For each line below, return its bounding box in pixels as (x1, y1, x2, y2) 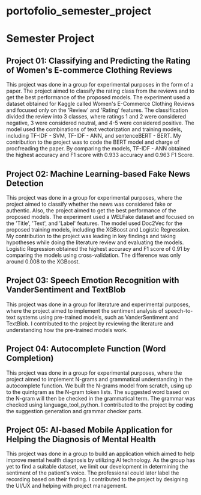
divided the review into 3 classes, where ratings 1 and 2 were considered (6, 113, 187, 120)
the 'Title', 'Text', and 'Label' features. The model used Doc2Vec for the (6, 220, 183, 227)
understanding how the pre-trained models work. (6, 326, 128, 333)
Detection (6, 178, 44, 188)
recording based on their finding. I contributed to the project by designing (6, 476, 188, 483)
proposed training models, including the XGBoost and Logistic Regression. (6, 226, 190, 233)
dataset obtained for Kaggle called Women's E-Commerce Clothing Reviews (6, 100, 195, 108)
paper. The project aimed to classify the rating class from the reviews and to (6, 87, 195, 94)
